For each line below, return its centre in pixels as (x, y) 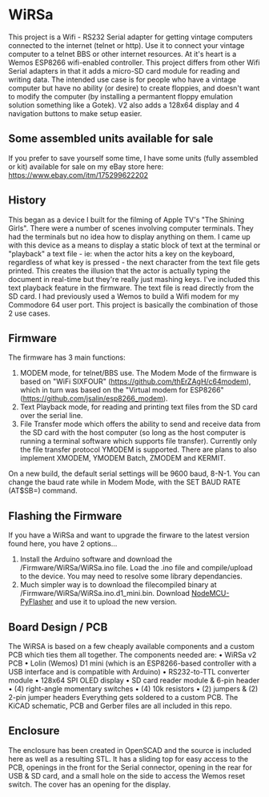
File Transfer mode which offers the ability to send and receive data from (140, 424)
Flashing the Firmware (65, 515)
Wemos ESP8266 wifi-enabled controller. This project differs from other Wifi (134, 62)
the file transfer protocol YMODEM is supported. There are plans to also (139, 449)
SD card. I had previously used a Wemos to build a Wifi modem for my (124, 296)
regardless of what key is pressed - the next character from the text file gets (134, 262)
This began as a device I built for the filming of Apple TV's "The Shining (126, 219)
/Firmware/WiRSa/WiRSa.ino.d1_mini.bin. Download (105, 594)
